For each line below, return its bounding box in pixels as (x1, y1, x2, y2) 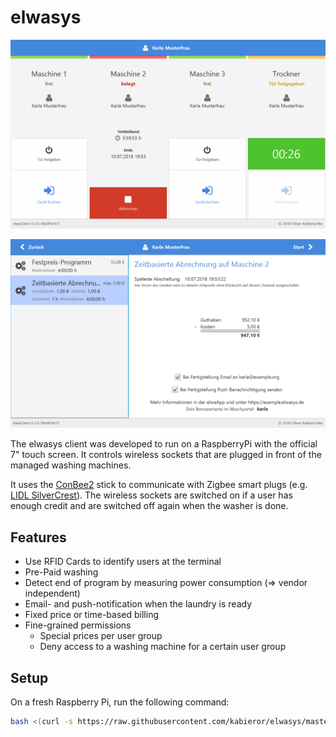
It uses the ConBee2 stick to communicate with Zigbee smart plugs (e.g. (10, 479, 308, 491)
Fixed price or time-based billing (24, 609, 159, 621)
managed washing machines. (10, 459, 132, 471)
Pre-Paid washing (24, 566, 99, 578)
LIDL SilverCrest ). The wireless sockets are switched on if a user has (10, 489, 293, 501)
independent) (24, 587, 81, 600)
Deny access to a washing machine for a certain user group (39, 641, 287, 653)
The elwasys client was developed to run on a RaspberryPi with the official (10, 438, 318, 450)
